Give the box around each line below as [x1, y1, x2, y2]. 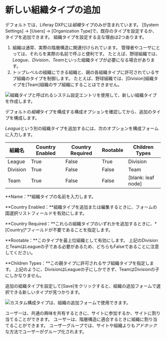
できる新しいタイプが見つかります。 [9, 289, 83, 295]
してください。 [5, 250, 36, 256]
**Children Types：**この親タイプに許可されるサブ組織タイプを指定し [5, 260, 150, 266]
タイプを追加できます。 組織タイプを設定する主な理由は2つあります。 [5, 34, 147, 40]
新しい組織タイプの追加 [5, 4, 101, 16]
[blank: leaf [128, 174, 155, 181]
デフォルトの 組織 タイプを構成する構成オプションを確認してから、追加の [5, 109, 152, 114]
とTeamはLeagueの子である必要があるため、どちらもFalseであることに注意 [5, 243, 159, 249]
